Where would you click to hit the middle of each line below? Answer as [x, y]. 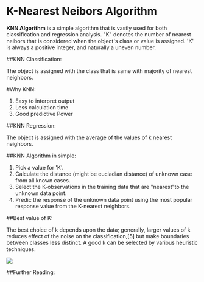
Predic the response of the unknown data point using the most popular [104, 199]
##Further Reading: [31, 272]
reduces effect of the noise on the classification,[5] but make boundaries [98, 236]
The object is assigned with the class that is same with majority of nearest [99, 70]
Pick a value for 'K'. [39, 167]
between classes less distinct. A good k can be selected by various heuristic [102, 242]
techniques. [21, 249]
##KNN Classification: [34, 59]
